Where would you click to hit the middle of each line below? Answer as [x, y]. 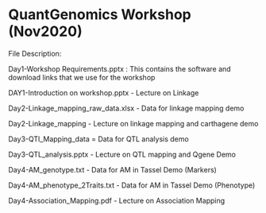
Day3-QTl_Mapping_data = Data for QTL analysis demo [98, 139]
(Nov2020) [45, 31]
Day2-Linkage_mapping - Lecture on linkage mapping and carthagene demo [133, 123]
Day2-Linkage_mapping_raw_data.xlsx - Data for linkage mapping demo [126, 108]
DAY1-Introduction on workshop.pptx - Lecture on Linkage [104, 92]
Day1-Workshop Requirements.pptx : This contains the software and [120, 68]
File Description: [35, 53]
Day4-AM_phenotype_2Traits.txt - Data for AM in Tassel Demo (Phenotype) [132, 185]
